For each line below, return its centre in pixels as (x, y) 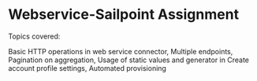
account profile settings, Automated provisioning (88, 68)
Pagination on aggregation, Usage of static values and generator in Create (129, 60)
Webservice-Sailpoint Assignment (123, 15)
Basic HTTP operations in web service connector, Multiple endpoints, (121, 51)
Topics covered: (34, 36)
